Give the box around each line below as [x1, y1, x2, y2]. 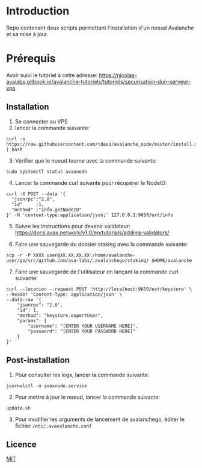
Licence [6, 439, 37, 449]
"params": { [17, 317, 47, 323]
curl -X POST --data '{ [6, 191, 66, 197]
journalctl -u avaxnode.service [6, 382, 87, 389]
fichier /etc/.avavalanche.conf [14, 422, 92, 429]
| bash [6, 146, 23, 152]
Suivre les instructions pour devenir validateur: [14, 222, 131, 229]
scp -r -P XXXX [6, 252, 44, 258]
